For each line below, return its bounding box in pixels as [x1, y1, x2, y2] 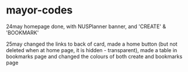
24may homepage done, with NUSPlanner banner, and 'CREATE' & [6, 23, 166, 30]
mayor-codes [6, 4, 73, 17]
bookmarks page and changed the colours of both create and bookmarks [6, 53, 183, 60]
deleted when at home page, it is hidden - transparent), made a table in [6, 46, 177, 53]
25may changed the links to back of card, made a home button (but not [6, 40, 178, 47]
